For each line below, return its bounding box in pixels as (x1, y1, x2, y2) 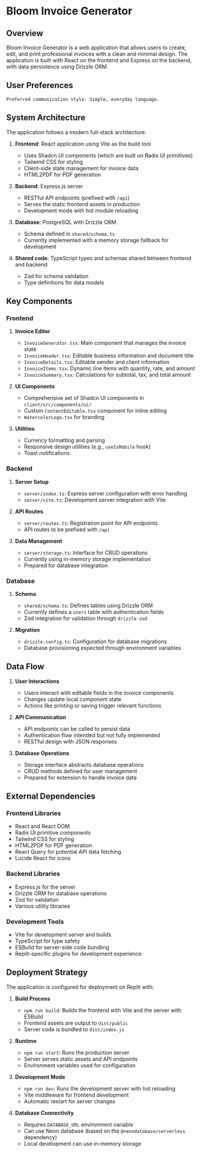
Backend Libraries (6, 869, 61, 878)
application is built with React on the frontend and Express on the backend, (6, 57, 192, 64)
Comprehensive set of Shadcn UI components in (23, 395, 144, 402)
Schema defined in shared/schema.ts (23, 230, 115, 237)
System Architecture (6, 113, 86, 123)
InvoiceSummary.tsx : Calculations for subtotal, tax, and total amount (23, 371, 191, 378)
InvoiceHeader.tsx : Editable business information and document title (23, 352, 194, 359)
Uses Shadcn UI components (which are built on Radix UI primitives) (23, 152, 193, 159)
